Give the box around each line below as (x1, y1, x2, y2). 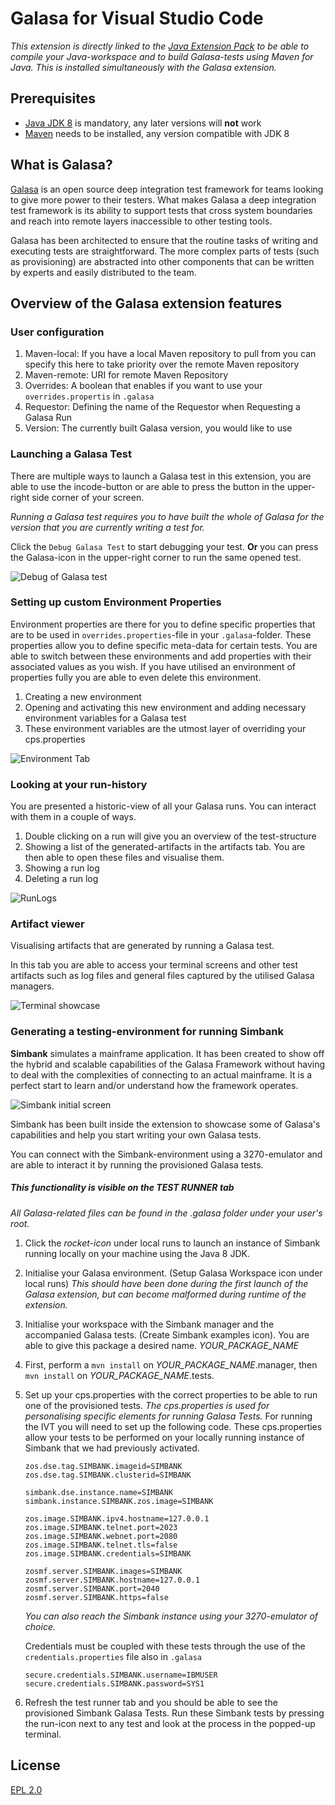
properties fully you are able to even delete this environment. (10, 671, 262, 683)
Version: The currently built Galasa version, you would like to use (24, 422, 293, 434)
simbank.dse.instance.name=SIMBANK (24, 1487, 174, 1497)
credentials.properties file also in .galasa (24, 1650, 202, 1662)
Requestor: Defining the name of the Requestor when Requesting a (24, 401, 301, 413)
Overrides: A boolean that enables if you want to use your (24, 380, 263, 392)
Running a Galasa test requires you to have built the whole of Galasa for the (10, 510, 325, 522)
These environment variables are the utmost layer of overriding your (24, 722, 307, 734)
